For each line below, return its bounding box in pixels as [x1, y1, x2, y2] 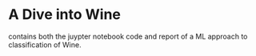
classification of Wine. [8, 39, 82, 49]
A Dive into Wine [8, 6, 122, 24]
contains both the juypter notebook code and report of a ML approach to [8, 32, 248, 41]
